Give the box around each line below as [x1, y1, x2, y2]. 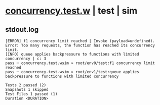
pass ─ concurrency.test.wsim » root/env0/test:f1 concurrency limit [5, 61, 155, 66]
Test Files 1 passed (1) [5, 91, 58, 96]
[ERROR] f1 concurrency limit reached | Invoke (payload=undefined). [5, 38, 155, 43]
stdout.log [5, 25, 39, 34]
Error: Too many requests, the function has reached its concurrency [5, 43, 155, 48]
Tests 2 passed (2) [5, 83, 47, 88]
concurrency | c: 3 [5, 56, 47, 61]
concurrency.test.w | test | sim [5, 5, 138, 17]
